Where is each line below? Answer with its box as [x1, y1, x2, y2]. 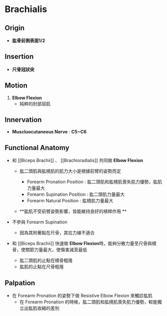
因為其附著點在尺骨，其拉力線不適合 [19, 230, 95, 236]
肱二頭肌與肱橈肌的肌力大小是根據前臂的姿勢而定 [19, 168, 121, 174]
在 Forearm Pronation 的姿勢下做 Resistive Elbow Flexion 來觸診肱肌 [12, 293, 153, 299]
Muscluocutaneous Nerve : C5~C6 [12, 129, 87, 135]
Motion [5, 82, 28, 90]
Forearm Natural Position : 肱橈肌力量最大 [27, 198, 114, 204]
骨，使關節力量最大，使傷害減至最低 [12, 247, 88, 253]
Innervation [5, 116, 42, 124]
